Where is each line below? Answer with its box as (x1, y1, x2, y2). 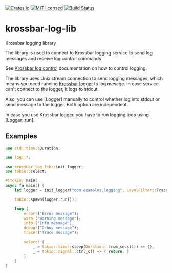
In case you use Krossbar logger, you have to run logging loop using (5, 111, 149, 118)
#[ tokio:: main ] (5, 178, 38, 184)
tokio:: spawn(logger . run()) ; (14, 197, 77, 202)
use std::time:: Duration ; (5, 145, 60, 151)
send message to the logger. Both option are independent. (5, 101, 128, 107)
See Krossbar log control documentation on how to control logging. (5, 65, 147, 71)
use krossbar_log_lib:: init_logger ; (5, 164, 83, 169)
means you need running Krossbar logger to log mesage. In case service (5, 80, 159, 87)
